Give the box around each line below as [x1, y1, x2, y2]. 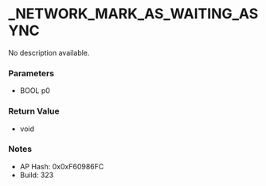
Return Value [8, 106, 60, 117]
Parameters [8, 68, 54, 79]
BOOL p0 [19, 86, 50, 95]
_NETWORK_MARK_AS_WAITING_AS [8, 5, 259, 23]
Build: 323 [19, 170, 54, 180]
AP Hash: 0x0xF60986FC [19, 161, 104, 171]
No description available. [8, 48, 90, 57]
